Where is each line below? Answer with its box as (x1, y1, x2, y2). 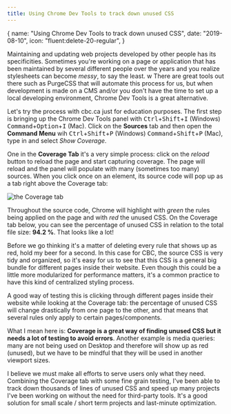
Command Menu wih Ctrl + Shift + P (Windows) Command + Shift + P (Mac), (7, 129, 223, 137)
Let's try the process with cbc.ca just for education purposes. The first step (7, 107, 222, 115)
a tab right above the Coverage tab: (7, 179, 108, 187)
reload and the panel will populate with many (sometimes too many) (7, 164, 200, 172)
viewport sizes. (7, 356, 50, 364)
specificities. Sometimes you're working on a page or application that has (7, 57, 216, 66)
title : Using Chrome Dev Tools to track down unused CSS (7, 10, 174, 17)
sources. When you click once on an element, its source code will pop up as (7, 172, 223, 180)
